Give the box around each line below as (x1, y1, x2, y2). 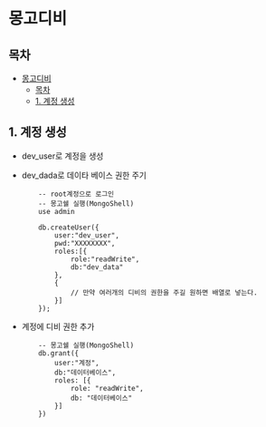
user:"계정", (54, 358, 100, 367)
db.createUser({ (38, 223, 100, 232)
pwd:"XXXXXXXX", (54, 238, 116, 247)
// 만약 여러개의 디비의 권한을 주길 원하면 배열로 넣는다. (70, 287, 259, 297)
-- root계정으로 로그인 (38, 189, 115, 199)
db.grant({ (38, 348, 80, 358)
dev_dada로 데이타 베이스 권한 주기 (21, 170, 147, 180)
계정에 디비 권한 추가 (21, 321, 95, 332)
